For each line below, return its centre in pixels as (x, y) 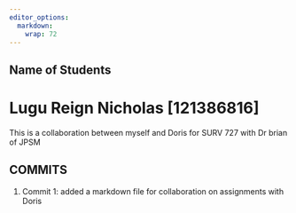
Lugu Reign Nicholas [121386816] (134, 108)
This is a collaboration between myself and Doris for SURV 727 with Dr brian (148, 132)
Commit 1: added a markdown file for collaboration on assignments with (153, 191)
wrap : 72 (41, 34)
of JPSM (25, 142)
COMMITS (39, 170)
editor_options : (39, 17)
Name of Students (60, 70)
